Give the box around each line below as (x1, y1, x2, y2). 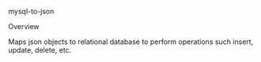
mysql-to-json (8, 7, 55, 16)
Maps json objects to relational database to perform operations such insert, (8, 37, 254, 46)
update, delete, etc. (8, 46, 72, 54)
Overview (8, 22, 40, 31)
